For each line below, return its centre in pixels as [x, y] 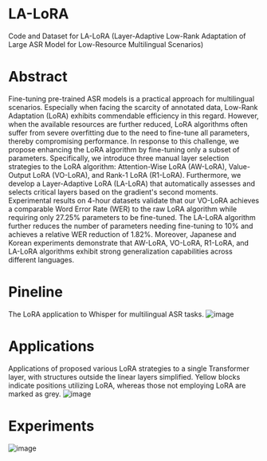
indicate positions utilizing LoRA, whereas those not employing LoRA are [127, 385]
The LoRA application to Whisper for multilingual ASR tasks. [106, 314]
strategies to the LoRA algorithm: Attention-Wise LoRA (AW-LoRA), [118, 166]
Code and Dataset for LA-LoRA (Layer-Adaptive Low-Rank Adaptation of [127, 36]
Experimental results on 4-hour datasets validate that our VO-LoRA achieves [134, 200]
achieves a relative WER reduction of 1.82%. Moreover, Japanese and [122, 234]
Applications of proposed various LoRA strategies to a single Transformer [129, 368]
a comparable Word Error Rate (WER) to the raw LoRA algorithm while [123, 209]
